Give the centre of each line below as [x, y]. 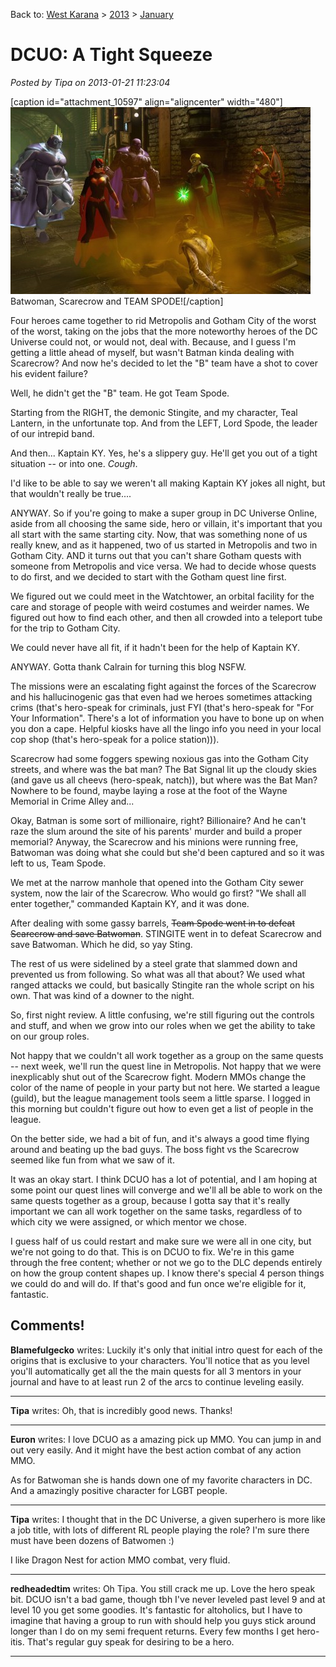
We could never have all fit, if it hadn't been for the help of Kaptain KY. [155, 647]
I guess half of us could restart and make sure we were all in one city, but [161, 1241]
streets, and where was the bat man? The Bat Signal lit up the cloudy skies [163, 769]
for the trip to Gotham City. [65, 628]
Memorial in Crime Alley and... [72, 801]
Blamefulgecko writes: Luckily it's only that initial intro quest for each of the [166, 1350]
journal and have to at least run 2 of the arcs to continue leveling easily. [157, 1381]
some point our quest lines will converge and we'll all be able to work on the [166, 1190]
